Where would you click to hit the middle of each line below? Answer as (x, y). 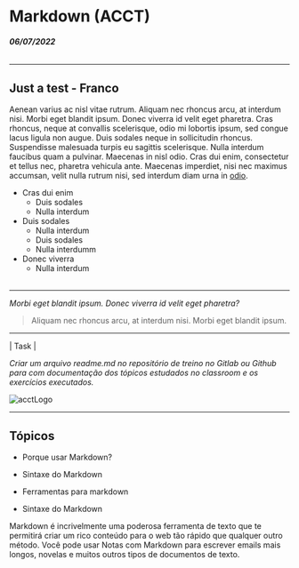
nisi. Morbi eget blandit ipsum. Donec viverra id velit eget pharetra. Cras (141, 119)
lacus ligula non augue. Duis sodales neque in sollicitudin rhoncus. (131, 138)
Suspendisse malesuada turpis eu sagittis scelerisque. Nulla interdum (137, 148)
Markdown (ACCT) (80, 16)
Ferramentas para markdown (75, 492)
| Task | (23, 346)
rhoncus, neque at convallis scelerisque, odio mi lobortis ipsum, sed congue (149, 128)
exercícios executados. (52, 382)
